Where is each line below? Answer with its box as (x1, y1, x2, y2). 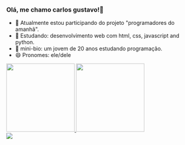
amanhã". (15, 25, 39, 33)
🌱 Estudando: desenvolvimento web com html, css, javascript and (15, 32, 180, 39)
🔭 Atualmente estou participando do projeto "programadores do (15, 19, 175, 27)
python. (15, 39, 35, 46)
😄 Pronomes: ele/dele (15, 52, 72, 59)
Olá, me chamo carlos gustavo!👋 (6, 5, 104, 14)
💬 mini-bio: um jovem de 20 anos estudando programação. (15, 45, 163, 52)
